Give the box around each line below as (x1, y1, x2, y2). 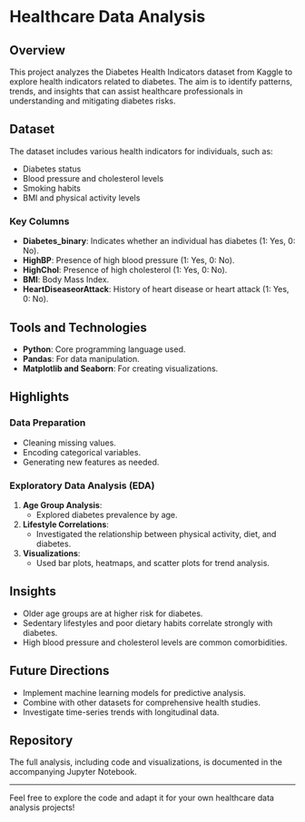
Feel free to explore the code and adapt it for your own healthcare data (9, 792, 275, 804)
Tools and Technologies (9, 319, 148, 335)
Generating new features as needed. (22, 456, 160, 467)
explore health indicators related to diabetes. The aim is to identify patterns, (9, 76, 293, 87)
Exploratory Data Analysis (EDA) (9, 479, 155, 492)
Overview (9, 43, 66, 58)
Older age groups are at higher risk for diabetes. (22, 608, 203, 619)
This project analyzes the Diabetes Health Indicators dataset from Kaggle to (9, 66, 293, 77)
